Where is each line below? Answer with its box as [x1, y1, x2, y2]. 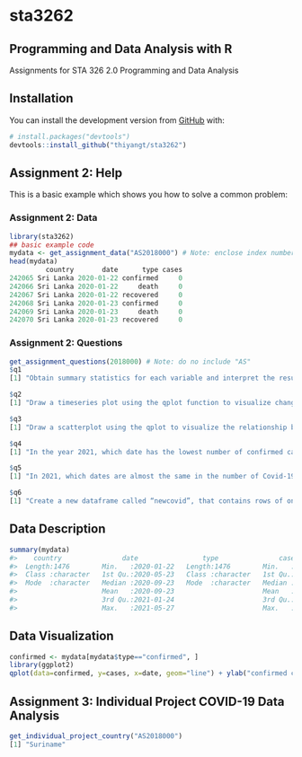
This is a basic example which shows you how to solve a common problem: [9, 189, 288, 200]
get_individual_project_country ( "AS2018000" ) [9, 732, 182, 741]
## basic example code [9, 240, 94, 250]
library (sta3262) [9, 232, 75, 241]
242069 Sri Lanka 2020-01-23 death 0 [9, 307, 182, 316]
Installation [9, 91, 74, 106]
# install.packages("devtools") [9, 132, 130, 141]
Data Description [9, 522, 106, 537]
